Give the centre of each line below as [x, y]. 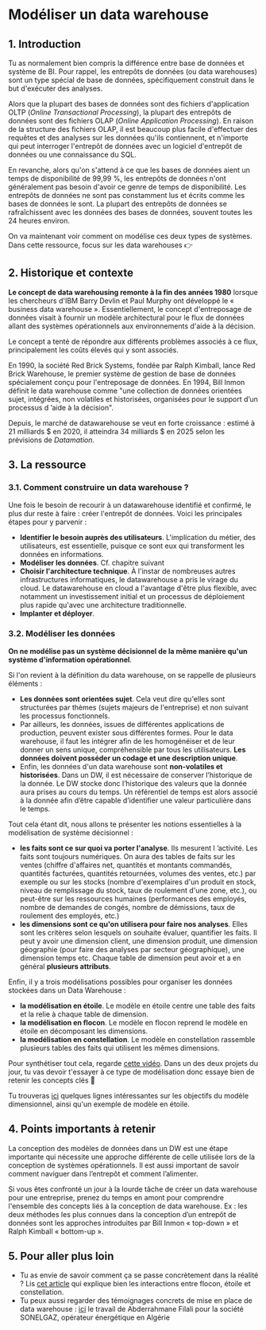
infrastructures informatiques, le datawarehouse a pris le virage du [129, 579]
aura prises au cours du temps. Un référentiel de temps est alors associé [139, 791]
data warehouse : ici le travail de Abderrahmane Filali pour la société [131, 1309]
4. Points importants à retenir [82, 1129]
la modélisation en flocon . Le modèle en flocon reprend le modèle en [133, 1022]
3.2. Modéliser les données [62, 634]
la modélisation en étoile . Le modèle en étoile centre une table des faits [137, 1005]
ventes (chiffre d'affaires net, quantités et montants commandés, [126, 865]
